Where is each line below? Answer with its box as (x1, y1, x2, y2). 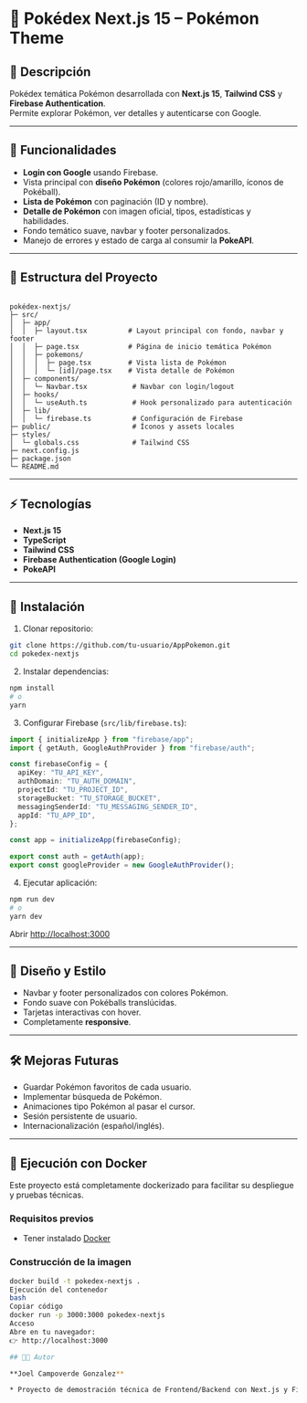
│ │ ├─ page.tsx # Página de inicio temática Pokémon (9, 342, 272, 351)
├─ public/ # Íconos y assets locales (9, 422, 235, 431)
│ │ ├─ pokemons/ (9, 350, 84, 359)
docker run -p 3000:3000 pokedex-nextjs (9, 1311, 166, 1320)
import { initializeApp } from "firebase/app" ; (9, 734, 195, 744)
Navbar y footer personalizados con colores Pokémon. (22, 987, 228, 998)
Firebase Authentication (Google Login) (22, 554, 176, 565)
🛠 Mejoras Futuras (9, 1052, 120, 1068)
